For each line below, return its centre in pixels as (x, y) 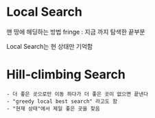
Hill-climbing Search (66, 74)
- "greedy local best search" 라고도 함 (62, 101)
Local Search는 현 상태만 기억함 (50, 46)
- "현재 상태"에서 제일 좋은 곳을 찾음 (53, 108)
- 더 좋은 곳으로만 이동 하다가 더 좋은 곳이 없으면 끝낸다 (77, 94)
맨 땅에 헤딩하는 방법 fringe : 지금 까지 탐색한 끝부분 (76, 32)
